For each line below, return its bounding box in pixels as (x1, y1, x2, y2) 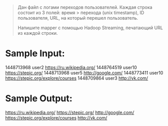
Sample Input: (5, 48, 65, 59)
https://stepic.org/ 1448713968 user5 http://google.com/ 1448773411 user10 (5, 70, 163, 76)
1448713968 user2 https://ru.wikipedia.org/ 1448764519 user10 (5, 64, 137, 70)
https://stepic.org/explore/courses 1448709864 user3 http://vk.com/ (5, 75, 148, 81)
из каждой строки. (17, 30, 58, 36)
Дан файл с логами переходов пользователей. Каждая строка (17, 5, 153, 10)
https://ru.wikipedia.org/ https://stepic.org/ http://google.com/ (5, 109, 135, 115)
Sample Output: (5, 93, 73, 104)
